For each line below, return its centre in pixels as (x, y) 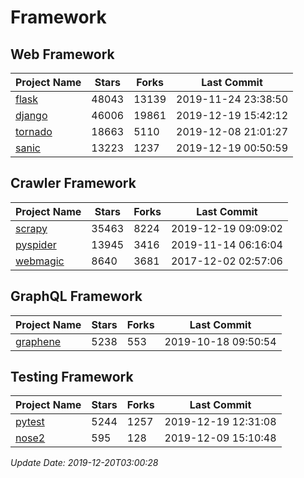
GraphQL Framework (76, 296)
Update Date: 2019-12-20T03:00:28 (84, 463)
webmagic (40, 261)
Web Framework (62, 54)
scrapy (31, 228)
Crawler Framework (73, 183)
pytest (30, 422)
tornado (34, 131)
